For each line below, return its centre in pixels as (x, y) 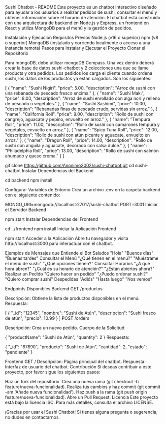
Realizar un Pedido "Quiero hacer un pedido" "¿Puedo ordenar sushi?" (77, 274)
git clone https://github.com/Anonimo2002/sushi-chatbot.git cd (70, 165)
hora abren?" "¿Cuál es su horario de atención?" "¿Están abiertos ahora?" (80, 269)
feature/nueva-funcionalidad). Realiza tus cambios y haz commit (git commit (83, 387)
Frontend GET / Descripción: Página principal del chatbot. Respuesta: (76, 362)
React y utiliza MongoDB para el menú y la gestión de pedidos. (69, 28)
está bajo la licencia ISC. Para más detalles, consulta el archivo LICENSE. (79, 402)
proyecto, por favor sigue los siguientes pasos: (53, 372)
